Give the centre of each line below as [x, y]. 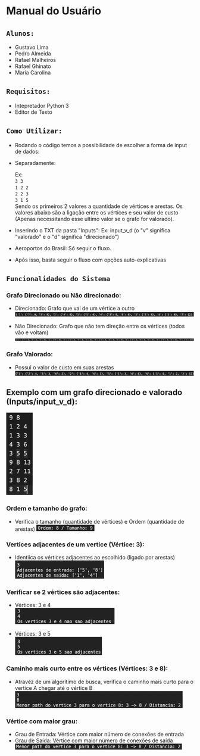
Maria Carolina [33, 72]
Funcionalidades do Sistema [58, 279]
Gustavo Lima [32, 47]
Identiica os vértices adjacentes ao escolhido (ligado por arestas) [95, 558]
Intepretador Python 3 [42, 105]
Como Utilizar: [34, 131]
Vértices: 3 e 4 [33, 605]
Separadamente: [35, 163]
